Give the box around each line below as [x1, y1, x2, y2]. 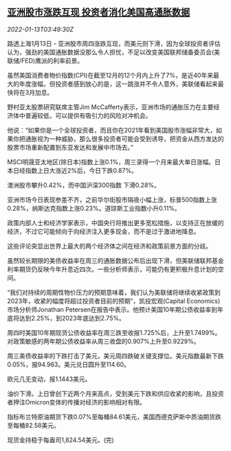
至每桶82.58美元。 [7, 421, 60, 429]
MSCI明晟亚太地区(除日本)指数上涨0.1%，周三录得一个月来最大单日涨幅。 [7, 157, 215, 166]
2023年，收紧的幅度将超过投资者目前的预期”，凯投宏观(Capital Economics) [7, 297, 221, 305]
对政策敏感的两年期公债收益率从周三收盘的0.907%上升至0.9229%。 [7, 337, 200, 345]
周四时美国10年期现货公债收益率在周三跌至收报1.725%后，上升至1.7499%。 [7, 328, 221, 336]
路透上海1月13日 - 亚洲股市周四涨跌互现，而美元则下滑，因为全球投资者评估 [7, 39, 221, 47]
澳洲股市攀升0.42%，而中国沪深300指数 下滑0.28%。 [7, 181, 160, 189]
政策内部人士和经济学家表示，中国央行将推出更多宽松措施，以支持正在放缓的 [7, 218, 224, 227]
